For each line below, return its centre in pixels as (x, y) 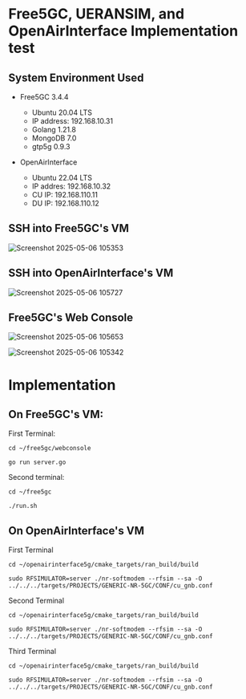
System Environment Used (76, 77)
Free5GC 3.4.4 (44, 97)
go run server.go (37, 462)
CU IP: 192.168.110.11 (65, 195)
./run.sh (23, 506)
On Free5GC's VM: (56, 415)
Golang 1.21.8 (54, 130)
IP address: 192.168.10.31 (73, 121)
